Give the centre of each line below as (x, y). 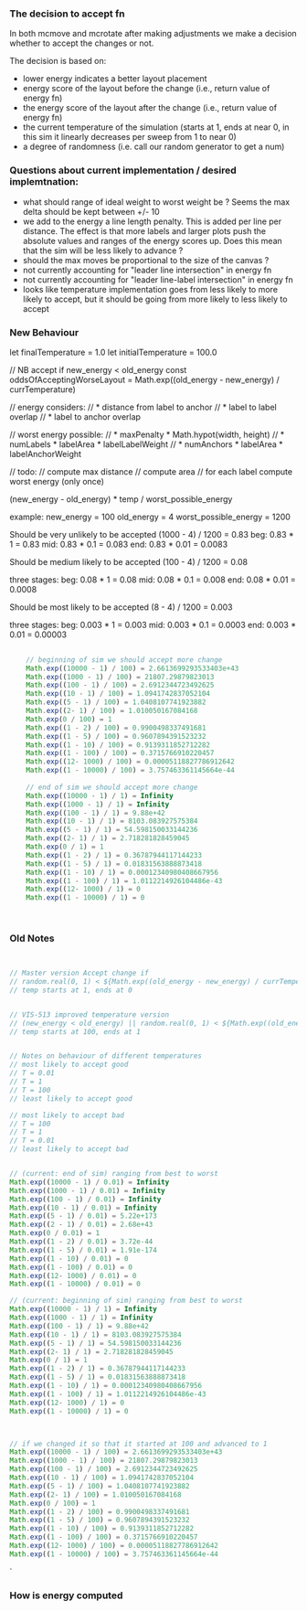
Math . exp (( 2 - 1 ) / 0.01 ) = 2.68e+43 (81, 1225)
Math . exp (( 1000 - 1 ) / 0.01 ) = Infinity (88, 1190)
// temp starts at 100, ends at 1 (75, 1031)
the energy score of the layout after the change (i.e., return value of (149, 108)
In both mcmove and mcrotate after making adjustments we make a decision (153, 34)
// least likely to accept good (71, 1099)
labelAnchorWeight (46, 453)
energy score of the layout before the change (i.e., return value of (146, 89)
